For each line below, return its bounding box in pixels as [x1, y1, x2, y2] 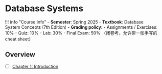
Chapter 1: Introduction [12, 63, 59, 69]
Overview [5, 51, 36, 59]
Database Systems [5, 3, 84, 14]
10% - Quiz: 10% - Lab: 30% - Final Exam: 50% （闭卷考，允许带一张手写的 [5, 30, 158, 36]
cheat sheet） [5, 36, 33, 42]
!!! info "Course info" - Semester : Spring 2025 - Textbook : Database [5, 19, 144, 25]
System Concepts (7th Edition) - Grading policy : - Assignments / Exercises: [5, 24, 158, 30]
